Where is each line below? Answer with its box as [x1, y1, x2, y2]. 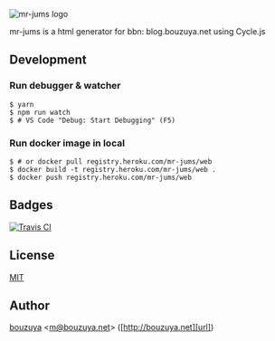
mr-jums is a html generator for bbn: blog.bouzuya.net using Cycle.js [9, 26, 266, 36]
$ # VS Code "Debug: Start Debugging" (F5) [9, 116, 176, 125]
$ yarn [9, 99, 34, 109]
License [9, 248, 55, 263]
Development [9, 52, 88, 68]
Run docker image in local [9, 137, 125, 149]
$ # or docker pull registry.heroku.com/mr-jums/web [9, 156, 213, 166]
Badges [9, 197, 53, 213]
